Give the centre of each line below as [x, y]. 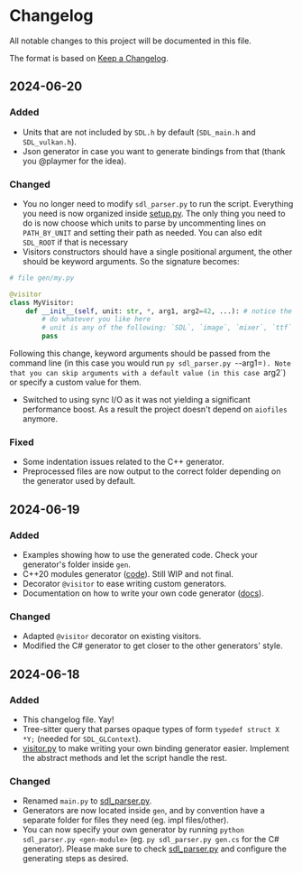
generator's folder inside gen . [76, 564]
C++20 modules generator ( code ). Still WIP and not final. [128, 574]
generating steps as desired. [75, 859]
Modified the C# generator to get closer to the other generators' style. [153, 645]
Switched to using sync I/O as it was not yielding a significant [136, 400]
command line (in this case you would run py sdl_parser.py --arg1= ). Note [150, 363]
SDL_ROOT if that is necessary [75, 242]
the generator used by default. [79, 481]
